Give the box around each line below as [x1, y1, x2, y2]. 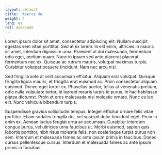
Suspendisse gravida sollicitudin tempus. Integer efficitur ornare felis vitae [5, 108, 154, 114]
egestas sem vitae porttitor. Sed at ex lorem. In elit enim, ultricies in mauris [5, 44, 154, 49]
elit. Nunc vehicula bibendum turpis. [5, 99, 78, 105]
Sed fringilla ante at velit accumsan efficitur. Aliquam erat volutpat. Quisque [5, 74, 156, 79]
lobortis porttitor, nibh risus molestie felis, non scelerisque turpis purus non [5, 129, 155, 135]
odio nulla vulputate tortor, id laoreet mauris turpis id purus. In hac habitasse [5, 89, 158, 95]
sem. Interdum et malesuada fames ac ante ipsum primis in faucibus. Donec [5, 134, 157, 140]
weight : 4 [5, 16, 25, 21]
